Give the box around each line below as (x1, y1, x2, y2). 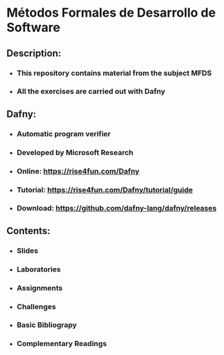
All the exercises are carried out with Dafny (16, 87, 166, 97)
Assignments (16, 283, 63, 292)
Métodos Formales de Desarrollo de (6, 5, 216, 21)
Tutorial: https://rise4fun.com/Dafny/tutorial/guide (16, 185, 193, 195)
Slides (16, 245, 39, 255)
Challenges (16, 302, 56, 311)
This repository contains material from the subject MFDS (16, 68, 212, 78)
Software (6, 19, 60, 35)
